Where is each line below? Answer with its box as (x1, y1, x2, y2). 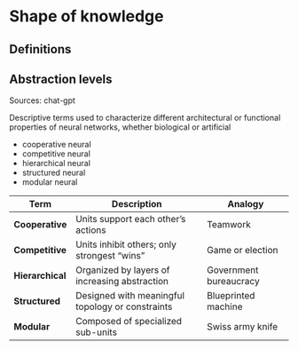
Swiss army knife (207, 321, 278, 333)
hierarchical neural (21, 158, 91, 169)
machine (207, 300, 243, 313)
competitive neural (21, 148, 91, 159)
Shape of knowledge (9, 6, 164, 27)
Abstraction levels (9, 71, 113, 86)
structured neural (21, 167, 86, 179)
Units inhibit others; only (74, 238, 177, 251)
